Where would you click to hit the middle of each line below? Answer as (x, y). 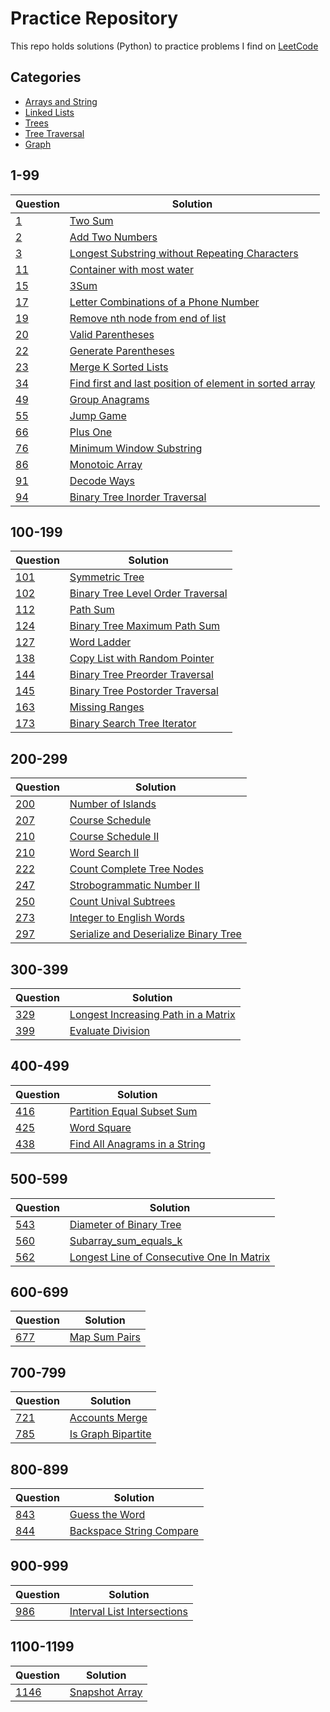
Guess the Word (107, 1515)
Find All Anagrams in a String (137, 1144)
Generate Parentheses (122, 350)
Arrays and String (61, 101)
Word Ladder (100, 642)
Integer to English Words (127, 918)
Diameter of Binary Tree (125, 1224)
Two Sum (91, 220)
